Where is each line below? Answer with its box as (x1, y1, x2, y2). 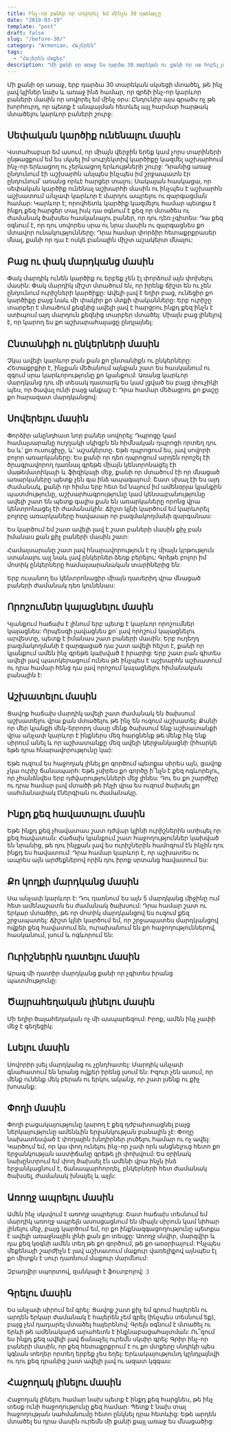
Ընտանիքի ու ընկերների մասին (7, 338, 159, 350)
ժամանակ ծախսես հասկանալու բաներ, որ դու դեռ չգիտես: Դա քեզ (7, 214, 223, 222)
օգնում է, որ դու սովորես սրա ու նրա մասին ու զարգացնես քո (7, 221, 205, 230)
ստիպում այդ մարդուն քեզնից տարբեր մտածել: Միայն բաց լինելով (7, 311, 222, 319)
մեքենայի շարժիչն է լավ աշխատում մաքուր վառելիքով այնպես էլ (7, 1247, 217, 1255)
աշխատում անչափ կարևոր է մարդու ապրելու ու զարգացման (7, 192, 208, 200)
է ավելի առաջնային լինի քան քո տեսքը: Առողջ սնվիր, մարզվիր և (7, 1232, 215, 1240)
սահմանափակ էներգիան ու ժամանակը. (7, 788, 138, 796)
